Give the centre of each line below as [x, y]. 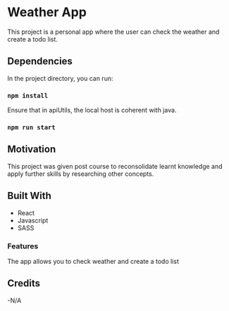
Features [23, 246]
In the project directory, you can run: [60, 78]
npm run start [31, 127]
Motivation [32, 150]
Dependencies [40, 62]
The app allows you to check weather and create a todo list [93, 261]
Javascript [33, 220]
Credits [24, 283]
